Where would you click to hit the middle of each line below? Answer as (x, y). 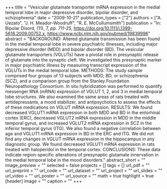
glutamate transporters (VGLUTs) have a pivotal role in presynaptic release (82, 55)
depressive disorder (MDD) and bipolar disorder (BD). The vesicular (75, 49)
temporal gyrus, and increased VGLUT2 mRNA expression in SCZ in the (79, 123)
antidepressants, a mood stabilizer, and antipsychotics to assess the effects (83, 102)
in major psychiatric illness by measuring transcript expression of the (76, 65)
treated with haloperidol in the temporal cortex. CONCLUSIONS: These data (83, 149)
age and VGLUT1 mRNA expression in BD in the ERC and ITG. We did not (80, 134)
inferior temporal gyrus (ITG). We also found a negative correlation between (83, 128)
